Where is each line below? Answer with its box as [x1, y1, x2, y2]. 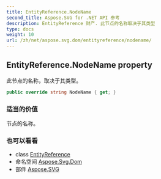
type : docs [6, 26, 34, 32]
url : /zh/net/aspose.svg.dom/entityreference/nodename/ [6, 37, 152, 43]
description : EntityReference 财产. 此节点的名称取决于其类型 [6, 20, 155, 26]
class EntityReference [15, 151, 70, 158]
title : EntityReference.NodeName [6, 9, 92, 15]
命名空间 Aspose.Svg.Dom [15, 158, 83, 166]
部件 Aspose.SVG [15, 166, 59, 173]
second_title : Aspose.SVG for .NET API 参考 [6, 15, 120, 21]
